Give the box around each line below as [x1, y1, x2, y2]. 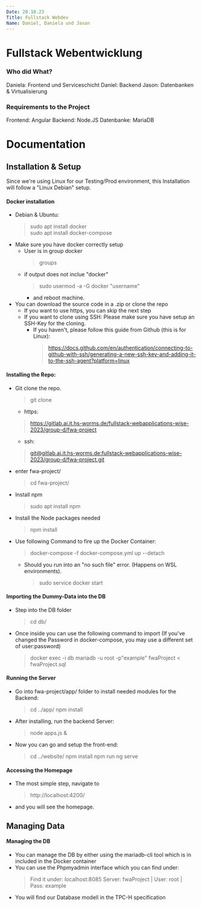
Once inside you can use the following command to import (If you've [14, 629, 186, 637]
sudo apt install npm [30, 502, 81, 510]
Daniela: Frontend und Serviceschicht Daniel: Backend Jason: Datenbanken [6, 81, 194, 88]
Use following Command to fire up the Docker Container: [14, 538, 157, 545]
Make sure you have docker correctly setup [14, 241, 124, 248]
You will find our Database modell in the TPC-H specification [14, 894, 166, 901]
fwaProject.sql [30, 660, 66, 667]
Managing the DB [6, 838, 51, 845]
